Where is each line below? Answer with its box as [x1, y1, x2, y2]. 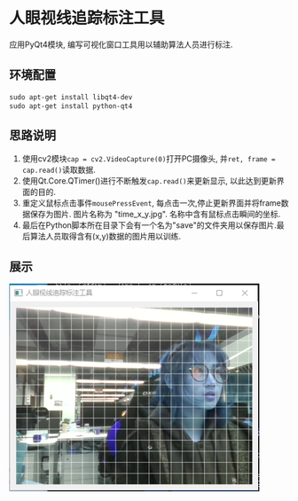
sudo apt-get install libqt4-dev [9, 92, 133, 102]
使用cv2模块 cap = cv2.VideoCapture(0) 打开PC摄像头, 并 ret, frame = [21, 153, 276, 164]
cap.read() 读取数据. [21, 164, 96, 175]
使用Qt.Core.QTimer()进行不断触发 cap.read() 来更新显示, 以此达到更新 [21, 175, 277, 186]
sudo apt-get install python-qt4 [9, 101, 133, 111]
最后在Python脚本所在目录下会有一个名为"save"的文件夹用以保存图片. [21, 219, 278, 231]
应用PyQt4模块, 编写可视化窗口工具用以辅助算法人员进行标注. [9, 39, 233, 50]
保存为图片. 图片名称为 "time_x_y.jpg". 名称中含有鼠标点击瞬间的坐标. [29, 208, 281, 219]
